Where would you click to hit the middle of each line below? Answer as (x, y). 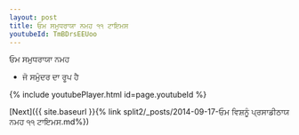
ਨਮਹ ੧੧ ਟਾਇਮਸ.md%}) (49, 122)
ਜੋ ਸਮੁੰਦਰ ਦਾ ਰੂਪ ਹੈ (50, 77)
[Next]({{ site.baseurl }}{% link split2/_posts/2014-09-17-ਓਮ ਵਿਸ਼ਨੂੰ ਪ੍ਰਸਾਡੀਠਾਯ (149, 112)
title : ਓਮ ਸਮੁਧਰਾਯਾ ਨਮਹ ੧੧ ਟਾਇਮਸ (69, 26)
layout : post (33, 17)
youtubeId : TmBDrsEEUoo (53, 34)
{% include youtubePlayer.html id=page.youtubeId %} (108, 95)
